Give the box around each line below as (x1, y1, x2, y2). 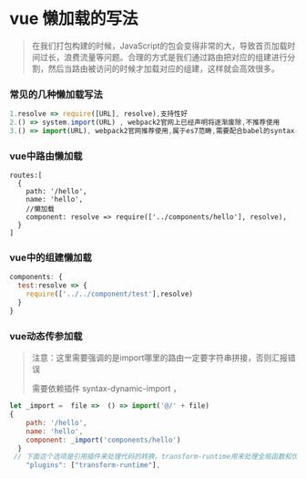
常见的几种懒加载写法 (9, 88, 103, 100)
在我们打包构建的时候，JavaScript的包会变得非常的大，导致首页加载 (31, 40, 289, 51)
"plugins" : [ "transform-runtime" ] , (25, 461, 161, 470)
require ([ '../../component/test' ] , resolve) (25, 289, 194, 299)
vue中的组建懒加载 (9, 252, 93, 265)
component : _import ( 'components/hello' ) (25, 435, 181, 444)
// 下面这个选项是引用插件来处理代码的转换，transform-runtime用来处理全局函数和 (13, 453, 292, 462)
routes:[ (9, 171, 43, 181)
